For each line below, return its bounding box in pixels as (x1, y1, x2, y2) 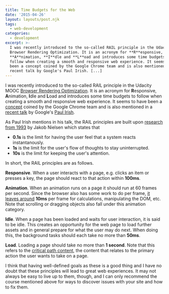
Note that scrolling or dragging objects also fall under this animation (5, 201, 146, 207)
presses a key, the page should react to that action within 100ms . (5, 175, 141, 181)
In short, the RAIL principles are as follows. (5, 160, 94, 166)
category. (5, 207, 25, 212)
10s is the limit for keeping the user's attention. (12, 150, 110, 156)
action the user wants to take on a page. (5, 253, 89, 259)
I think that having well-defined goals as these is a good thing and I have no (5, 263, 162, 268)
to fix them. (5, 284, 29, 290)
